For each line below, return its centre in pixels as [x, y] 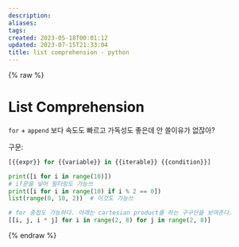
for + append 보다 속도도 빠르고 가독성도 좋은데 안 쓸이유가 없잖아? [112, 130]
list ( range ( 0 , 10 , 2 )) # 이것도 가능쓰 [71, 199]
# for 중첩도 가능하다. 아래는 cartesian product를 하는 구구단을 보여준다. [120, 213]
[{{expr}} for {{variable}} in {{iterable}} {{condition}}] [110, 162]
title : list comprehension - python [69, 52]
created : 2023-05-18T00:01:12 [58, 38]
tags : [17, 30]
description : [30, 15]
